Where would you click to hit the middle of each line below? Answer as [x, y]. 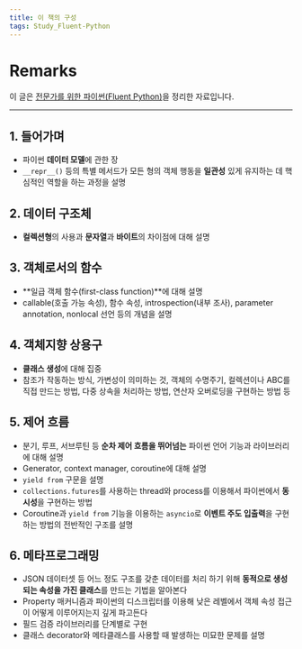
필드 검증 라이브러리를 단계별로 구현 [85, 624]
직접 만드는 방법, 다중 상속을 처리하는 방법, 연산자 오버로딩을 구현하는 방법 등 [156, 391]
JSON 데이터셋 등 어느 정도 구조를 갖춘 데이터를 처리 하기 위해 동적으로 [147, 579]
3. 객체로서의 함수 [56, 268]
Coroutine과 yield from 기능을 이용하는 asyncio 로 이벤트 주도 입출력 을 [147, 513]
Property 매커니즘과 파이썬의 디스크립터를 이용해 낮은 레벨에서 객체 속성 [149, 601]
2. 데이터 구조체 [50, 213]
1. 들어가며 [37, 136]
